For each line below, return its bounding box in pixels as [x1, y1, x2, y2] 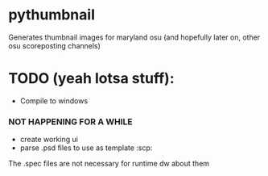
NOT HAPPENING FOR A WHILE [8, 115, 133, 127]
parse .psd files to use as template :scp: [19, 143, 153, 153]
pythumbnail [8, 6, 95, 24]
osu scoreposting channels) [8, 40, 101, 50]
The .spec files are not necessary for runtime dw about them [8, 159, 210, 169]
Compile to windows [19, 95, 89, 106]
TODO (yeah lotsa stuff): [8, 69, 175, 88]
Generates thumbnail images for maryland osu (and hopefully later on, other [8, 32, 261, 42]
